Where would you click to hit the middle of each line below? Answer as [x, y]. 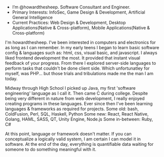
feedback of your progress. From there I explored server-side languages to [81, 63]
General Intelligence [32, 17]
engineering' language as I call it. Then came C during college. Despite [77, 93]
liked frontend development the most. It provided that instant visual [73, 58]
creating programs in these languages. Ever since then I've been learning [79, 104]
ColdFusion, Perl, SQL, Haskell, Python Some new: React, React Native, [77, 114]
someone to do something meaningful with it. [51, 149]
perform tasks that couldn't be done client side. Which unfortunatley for [78, 68]
